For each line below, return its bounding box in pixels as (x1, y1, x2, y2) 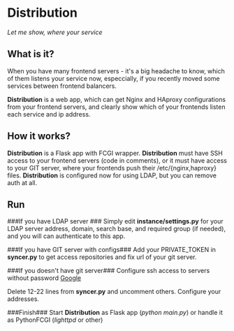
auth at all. (7, 178, 37, 186)
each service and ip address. (7, 110, 91, 118)
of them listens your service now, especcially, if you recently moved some (7, 74, 220, 82)
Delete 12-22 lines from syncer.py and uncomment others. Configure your (7, 288, 221, 296)
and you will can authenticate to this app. (7, 232, 126, 240)
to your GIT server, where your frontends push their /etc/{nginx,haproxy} (7, 163, 217, 172)
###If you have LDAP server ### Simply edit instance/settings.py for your (7, 217, 224, 226)
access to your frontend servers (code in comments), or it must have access (7, 156, 227, 165)
